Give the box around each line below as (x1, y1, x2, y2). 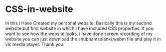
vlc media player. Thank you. (5, 41, 65, 47)
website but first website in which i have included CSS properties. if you (5, 25, 154, 31)
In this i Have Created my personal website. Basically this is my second (5, 20, 152, 26)
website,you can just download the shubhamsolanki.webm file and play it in (5, 36, 161, 42)
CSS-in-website (5, 3, 74, 15)
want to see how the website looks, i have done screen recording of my (5, 30, 153, 36)
